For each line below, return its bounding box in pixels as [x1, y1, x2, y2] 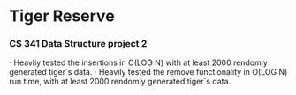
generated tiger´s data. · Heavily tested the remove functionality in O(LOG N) [9, 67, 288, 77]
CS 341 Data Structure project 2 [9, 38, 148, 50]
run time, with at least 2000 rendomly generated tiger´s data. [9, 77, 231, 87]
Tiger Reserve [9, 6, 115, 26]
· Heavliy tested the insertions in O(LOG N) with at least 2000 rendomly [9, 57, 268, 68]
